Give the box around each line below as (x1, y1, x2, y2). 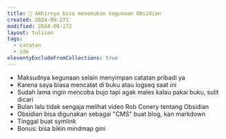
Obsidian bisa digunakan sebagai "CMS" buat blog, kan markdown (16, 110, 206, 118)
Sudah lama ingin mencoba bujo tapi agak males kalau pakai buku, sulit (16, 88, 219, 96)
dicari (16, 95, 34, 103)
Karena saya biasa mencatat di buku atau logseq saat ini (16, 80, 177, 89)
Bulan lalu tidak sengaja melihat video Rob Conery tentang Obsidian (16, 102, 210, 110)
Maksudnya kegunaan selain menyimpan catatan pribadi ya (16, 73, 185, 81)
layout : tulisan (7, 29, 54, 36)
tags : (7, 36, 23, 42)
